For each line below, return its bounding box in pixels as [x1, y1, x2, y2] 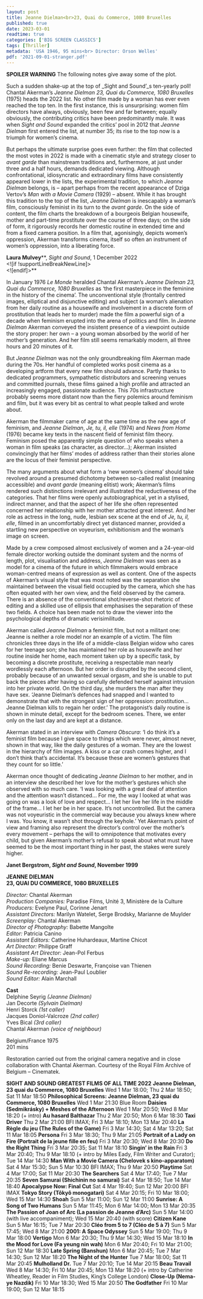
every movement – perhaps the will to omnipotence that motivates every [6, 830, 186, 838]
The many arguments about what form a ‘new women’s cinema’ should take [6, 468, 195, 475]
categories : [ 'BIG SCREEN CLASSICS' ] [6, 37, 101, 43]
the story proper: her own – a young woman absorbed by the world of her [6, 329, 189, 337]
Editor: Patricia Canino [6, 930, 62, 937]
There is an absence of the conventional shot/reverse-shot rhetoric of [6, 595, 180, 603]
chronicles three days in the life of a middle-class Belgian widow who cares [6, 640, 195, 647]
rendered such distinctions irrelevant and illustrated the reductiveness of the [6, 487, 196, 494]
